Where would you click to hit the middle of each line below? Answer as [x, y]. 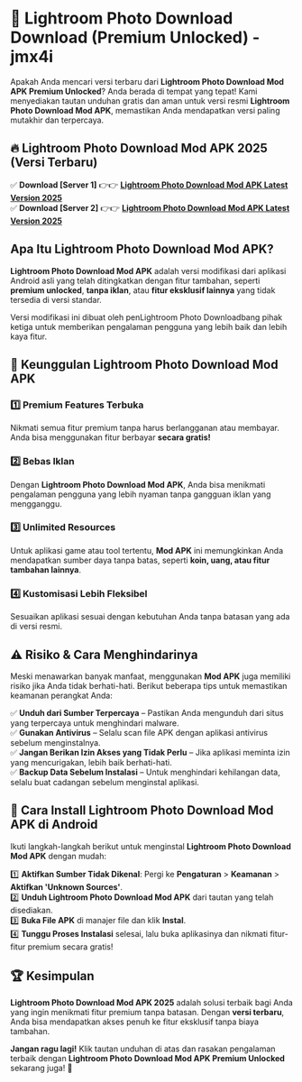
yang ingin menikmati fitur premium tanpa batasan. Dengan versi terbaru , [147, 1012]
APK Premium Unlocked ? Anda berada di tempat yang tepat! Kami [134, 91]
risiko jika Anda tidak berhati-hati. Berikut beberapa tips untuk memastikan [149, 685]
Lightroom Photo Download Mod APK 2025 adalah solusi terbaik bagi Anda [152, 1002]
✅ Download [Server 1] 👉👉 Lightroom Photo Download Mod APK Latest [149, 185]
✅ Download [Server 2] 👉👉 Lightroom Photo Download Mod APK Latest [150, 207]
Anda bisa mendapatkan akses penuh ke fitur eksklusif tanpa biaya [135, 1022]
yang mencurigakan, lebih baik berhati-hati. [91, 762]
